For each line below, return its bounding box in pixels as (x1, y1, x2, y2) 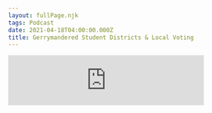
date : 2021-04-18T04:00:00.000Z (8, 26, 113, 34)
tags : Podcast (8, 19, 55, 27)
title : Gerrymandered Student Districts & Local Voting (8, 33, 194, 42)
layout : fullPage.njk (8, 11, 79, 20)
